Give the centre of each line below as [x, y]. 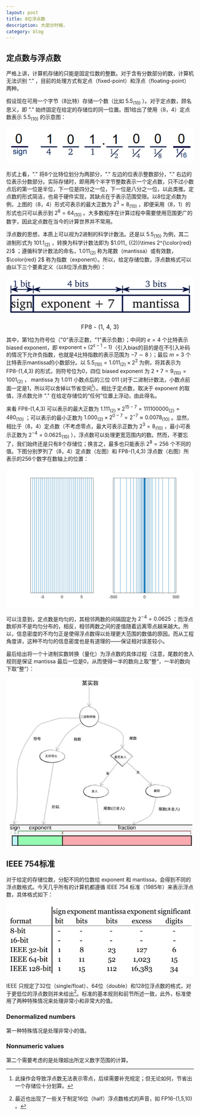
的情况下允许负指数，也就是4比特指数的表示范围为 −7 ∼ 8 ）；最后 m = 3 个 [99, 355]
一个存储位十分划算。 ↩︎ [44, 1086]
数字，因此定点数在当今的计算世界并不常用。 [61, 221]
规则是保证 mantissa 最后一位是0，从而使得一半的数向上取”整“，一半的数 [96, 661]
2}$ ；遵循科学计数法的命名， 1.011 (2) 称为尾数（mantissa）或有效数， [91, 252]
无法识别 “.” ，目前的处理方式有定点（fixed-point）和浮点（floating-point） [98, 81]
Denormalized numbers [41, 1017]
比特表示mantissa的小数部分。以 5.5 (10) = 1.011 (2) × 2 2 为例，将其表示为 [94, 363]
